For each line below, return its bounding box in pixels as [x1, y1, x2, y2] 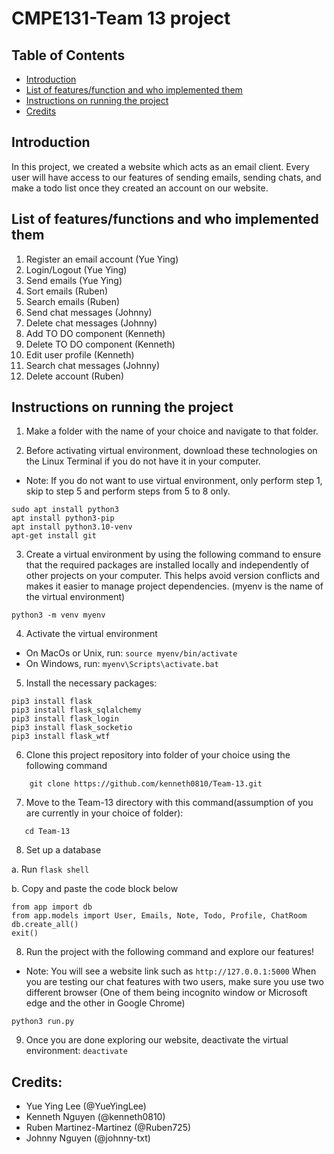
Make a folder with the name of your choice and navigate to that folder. [25, 425, 319, 437]
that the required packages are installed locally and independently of [25, 559, 310, 571]
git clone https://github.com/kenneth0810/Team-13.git [29, 779, 263, 789]
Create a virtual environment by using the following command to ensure [25, 548, 322, 561]
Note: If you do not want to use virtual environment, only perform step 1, [25, 475, 323, 487]
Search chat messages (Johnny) [25, 359, 161, 371]
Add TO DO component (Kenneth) [25, 327, 166, 339]
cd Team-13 [24, 827, 71, 837]
